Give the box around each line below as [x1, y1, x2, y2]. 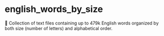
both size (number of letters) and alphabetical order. [5, 25, 113, 31]
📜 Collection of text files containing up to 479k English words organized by [5, 20, 159, 26]
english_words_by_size [5, 3, 103, 15]
